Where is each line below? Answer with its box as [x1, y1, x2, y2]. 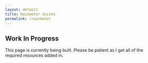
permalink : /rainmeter [5, 16, 51, 21]
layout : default [5, 7, 38, 12]
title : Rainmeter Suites [5, 12, 56, 17]
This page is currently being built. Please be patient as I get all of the [5, 47, 143, 53]
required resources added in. [5, 52, 63, 59]
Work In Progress [5, 34, 59, 42]
